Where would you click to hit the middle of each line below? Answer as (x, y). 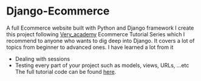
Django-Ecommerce (58, 11)
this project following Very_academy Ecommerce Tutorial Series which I (96, 34)
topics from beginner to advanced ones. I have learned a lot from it (90, 47)
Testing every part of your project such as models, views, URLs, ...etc (102, 65)
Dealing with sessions (43, 59)
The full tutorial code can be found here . (66, 71)
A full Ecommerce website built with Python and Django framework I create (100, 28)
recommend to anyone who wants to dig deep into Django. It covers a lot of (101, 40)
